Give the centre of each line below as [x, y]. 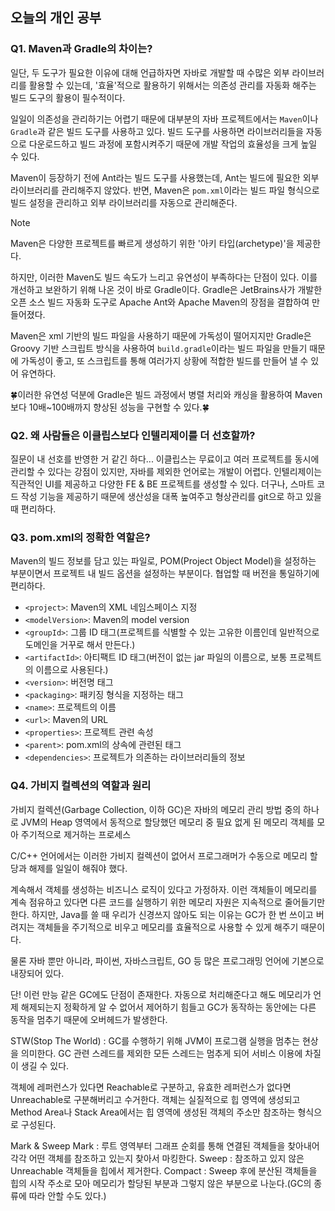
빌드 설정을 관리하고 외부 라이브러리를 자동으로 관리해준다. [124, 202]
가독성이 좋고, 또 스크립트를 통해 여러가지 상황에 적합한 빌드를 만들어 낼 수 [164, 360]
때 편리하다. [33, 509]
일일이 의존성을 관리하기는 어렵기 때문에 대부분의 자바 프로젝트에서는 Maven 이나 [164, 119]
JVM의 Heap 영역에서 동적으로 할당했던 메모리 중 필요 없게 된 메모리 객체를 [167, 822]
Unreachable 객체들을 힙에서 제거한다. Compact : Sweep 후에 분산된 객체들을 [164, 1170]
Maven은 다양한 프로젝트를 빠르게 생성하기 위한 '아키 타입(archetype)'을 [152, 243]
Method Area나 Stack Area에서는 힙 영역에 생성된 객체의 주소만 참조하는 [153, 1112]
